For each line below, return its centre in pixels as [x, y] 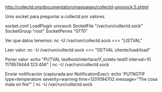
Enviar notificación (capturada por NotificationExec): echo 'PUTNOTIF [75, 74]
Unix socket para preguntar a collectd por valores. [55, 16]
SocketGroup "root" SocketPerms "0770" [46, 31]
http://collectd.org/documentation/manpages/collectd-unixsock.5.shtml [77, 7]
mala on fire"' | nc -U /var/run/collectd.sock [49, 84]
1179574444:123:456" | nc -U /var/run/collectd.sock [57, 64]
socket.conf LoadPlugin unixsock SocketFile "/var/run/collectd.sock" [74, 26]
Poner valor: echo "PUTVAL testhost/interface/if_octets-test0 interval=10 [78, 59]
